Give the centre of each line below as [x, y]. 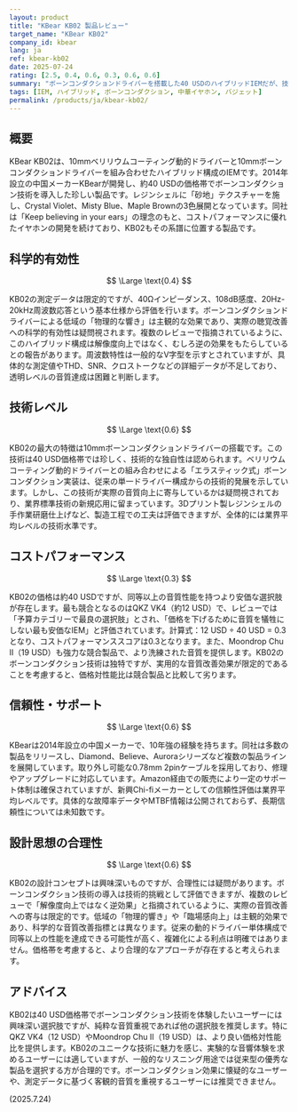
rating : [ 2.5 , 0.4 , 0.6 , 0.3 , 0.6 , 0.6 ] [85, 76]
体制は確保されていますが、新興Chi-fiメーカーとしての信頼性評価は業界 [147, 790]
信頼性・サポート [56, 705]
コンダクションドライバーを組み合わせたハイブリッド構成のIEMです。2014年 [149, 172]
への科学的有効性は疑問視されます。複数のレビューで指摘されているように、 [148, 332]
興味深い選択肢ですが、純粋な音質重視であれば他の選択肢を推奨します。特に [149, 1026]
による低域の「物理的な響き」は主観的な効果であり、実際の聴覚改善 [164, 321]
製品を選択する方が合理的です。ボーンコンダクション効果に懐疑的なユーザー [149, 1070]
